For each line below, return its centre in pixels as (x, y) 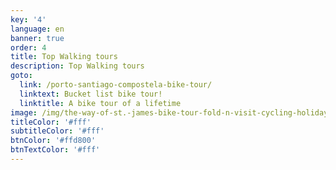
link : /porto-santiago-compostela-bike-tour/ (116, 85)
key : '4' (28, 19)
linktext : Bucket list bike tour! (91, 94)
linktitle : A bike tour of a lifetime (100, 103)
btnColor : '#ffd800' (53, 141)
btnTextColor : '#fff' (55, 150)
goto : (21, 76)
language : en (37, 29)
